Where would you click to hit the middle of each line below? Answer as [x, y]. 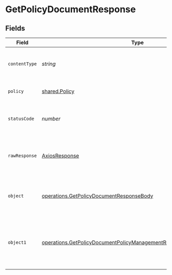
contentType [23, 64]
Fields [15, 28]
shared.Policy [58, 91]
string [49, 64]
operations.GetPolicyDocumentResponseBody [98, 196]
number [51, 119]
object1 [17, 243]
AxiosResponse [60, 156]
